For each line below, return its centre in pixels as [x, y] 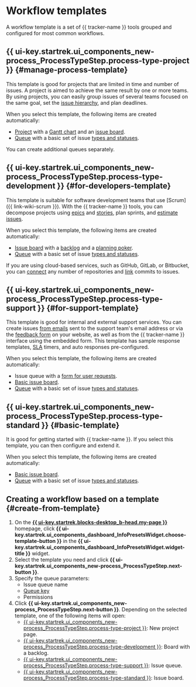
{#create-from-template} [53, 508]
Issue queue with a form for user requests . [66, 376]
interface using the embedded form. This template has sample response [93, 341]
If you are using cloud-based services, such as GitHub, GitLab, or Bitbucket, [98, 265]
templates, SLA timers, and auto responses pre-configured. [78, 347]
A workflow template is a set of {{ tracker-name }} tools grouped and [89, 27]
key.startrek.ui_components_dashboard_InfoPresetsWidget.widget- [100, 547]
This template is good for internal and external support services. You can [94, 322]
